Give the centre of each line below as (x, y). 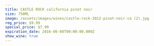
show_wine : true (21, 36)
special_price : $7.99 (27, 27)
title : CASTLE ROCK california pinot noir (49, 9)
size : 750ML (17, 14)
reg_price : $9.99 (23, 23)
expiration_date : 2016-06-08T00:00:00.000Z (50, 32)
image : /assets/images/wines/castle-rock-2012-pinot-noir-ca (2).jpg (77, 18)
